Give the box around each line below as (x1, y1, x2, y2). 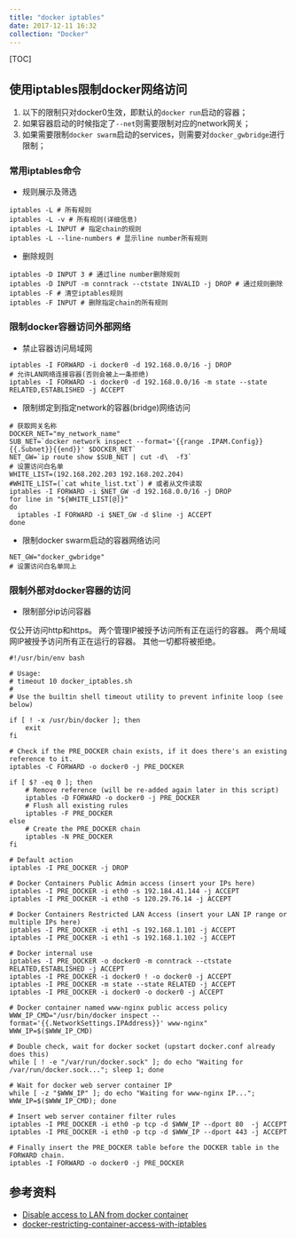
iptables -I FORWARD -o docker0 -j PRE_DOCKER (9, 1159, 184, 1168)
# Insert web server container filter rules (9, 1112, 176, 1122)
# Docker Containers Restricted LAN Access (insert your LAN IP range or (9, 910, 288, 919)
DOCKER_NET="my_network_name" (9, 429, 121, 438)
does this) (9, 1050, 50, 1059)
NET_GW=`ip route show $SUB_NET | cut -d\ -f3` (9, 452, 192, 462)
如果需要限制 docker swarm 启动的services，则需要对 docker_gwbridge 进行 (21, 130, 285, 140)
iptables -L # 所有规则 (9, 206, 91, 215)
